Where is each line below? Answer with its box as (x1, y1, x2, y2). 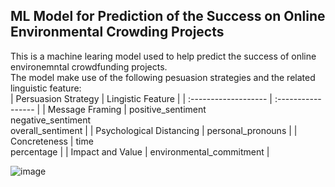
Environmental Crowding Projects (10, 24, 225, 41)
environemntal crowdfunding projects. (10, 60, 168, 73)
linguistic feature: (10, 82, 82, 94)
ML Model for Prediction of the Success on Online (10, 8, 326, 25)
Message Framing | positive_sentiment (47, 103, 207, 115)
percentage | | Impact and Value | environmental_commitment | (10, 145, 270, 158)
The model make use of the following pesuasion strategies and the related (10, 71, 316, 83)
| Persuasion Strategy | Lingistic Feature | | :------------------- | (10, 92, 273, 104)
